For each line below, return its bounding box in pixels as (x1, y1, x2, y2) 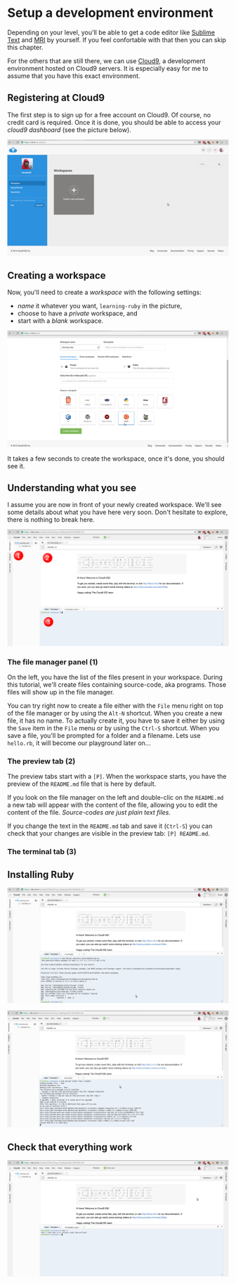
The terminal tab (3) (7, 847, 77, 857)
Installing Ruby (7, 869, 74, 881)
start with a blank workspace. (17, 317, 104, 325)
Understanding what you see (7, 482, 137, 494)
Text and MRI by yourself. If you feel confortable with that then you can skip (7, 35, 227, 44)
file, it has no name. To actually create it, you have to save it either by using (7, 716, 225, 725)
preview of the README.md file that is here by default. (7, 779, 157, 788)
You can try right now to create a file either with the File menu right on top (7, 702, 223, 710)
